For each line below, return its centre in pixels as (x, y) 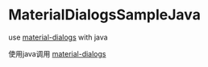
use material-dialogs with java (58, 37)
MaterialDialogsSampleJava (105, 15)
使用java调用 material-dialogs (57, 53)
